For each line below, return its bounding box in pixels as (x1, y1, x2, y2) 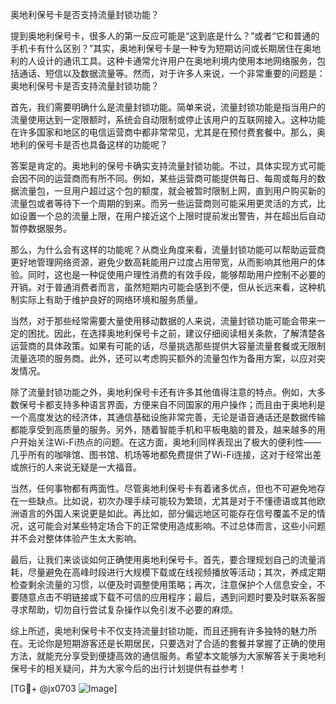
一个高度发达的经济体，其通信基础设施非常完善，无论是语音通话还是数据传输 (10, 411, 326, 423)
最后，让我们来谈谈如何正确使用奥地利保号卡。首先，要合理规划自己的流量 (10, 554, 317, 565)
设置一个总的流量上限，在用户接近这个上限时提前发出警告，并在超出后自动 (18, 210, 326, 222)
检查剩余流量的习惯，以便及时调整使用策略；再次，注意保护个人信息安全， (10, 579, 317, 590)
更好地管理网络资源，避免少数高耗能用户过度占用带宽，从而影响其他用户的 (10, 256, 317, 268)
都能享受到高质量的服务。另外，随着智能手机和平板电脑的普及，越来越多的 (10, 424, 317, 435)
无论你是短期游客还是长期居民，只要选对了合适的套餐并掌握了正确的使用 (27, 638, 326, 649)
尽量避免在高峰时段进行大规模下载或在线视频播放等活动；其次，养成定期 (27, 566, 326, 578)
